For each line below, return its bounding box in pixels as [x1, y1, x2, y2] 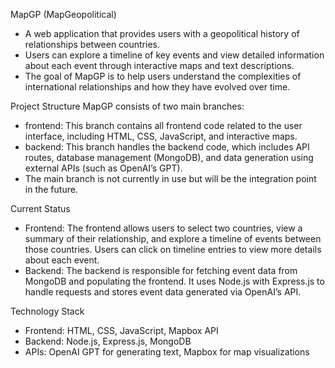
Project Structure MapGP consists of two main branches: [10, 100, 245, 112]
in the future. [24, 184, 78, 195]
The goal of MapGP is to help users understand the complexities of [24, 70, 302, 82]
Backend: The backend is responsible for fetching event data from [24, 265, 298, 276]
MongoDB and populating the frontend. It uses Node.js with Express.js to [24, 275, 325, 287]
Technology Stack [10, 305, 85, 317]
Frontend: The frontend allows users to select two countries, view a [24, 222, 303, 234]
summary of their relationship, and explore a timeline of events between [24, 233, 322, 244]
